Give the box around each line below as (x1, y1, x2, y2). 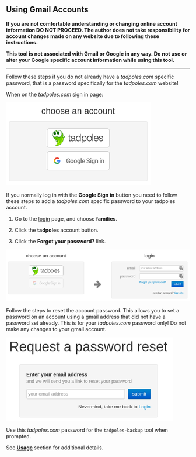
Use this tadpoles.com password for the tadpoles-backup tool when (6, 427, 168, 434)
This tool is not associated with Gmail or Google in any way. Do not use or (6, 50, 187, 57)
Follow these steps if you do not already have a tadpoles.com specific (6, 73, 174, 80)
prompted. (6, 432, 32, 439)
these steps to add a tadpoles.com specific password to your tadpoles (6, 197, 176, 204)
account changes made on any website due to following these (6, 32, 159, 40)
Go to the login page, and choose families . (14, 215, 118, 222)
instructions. (6, 39, 38, 46)
